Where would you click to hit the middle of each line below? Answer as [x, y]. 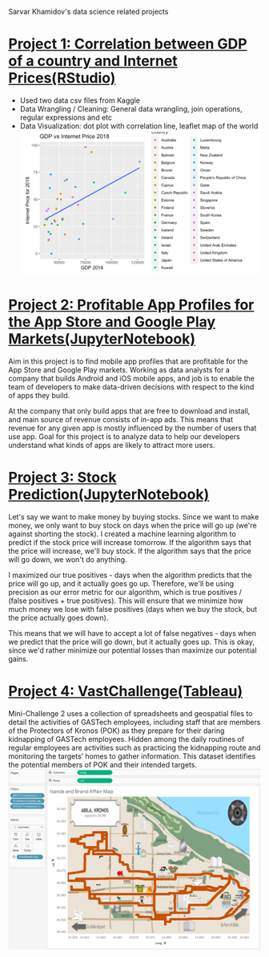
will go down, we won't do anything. [68, 560]
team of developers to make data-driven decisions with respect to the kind [131, 387]
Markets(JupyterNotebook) [102, 339]
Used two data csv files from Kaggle [80, 100]
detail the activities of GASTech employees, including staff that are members [134, 723]
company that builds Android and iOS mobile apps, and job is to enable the [131, 379]
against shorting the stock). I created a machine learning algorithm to [122, 534]
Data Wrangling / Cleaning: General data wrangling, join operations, [131, 108]
